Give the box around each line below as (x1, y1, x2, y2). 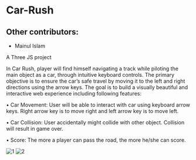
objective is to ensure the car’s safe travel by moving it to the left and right (6, 77, 185, 84)
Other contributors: (6, 27, 79, 37)
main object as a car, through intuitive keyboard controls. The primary (6, 72, 175, 78)
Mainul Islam (14, 42, 46, 49)
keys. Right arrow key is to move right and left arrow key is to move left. (6, 108, 179, 114)
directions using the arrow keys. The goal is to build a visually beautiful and (6, 84, 188, 91)
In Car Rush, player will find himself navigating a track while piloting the (6, 65, 179, 72)
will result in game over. (6, 125, 63, 132)
